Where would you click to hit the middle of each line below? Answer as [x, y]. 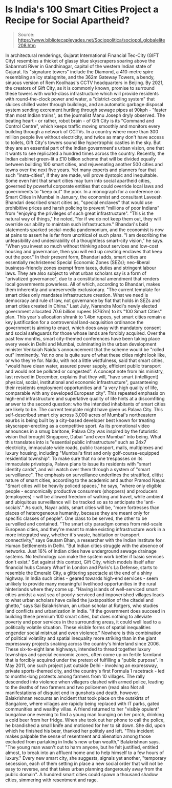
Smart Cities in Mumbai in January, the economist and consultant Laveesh [84, 197]
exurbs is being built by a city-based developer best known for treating [80, 420]
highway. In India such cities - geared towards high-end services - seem [82, 578]
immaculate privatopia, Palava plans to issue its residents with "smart [78, 464]
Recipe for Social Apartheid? [67, 20]
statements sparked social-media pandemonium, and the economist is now [84, 230]
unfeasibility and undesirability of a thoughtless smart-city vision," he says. [84, 240]
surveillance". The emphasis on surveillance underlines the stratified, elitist [84, 475]
